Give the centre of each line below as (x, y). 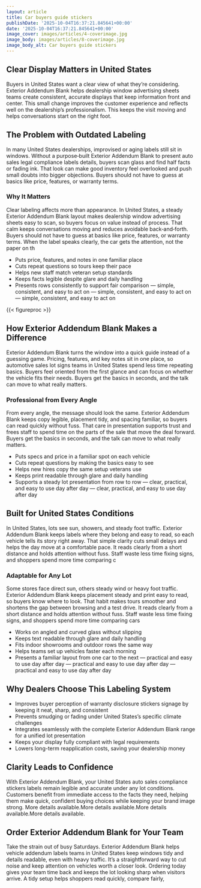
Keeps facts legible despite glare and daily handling (79, 279)
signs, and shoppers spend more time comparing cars (73, 621)
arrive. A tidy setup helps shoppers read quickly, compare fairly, (85, 879)
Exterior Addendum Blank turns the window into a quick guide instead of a (98, 352)
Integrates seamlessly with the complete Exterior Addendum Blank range (105, 729)
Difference (26, 338)
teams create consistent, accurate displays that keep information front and (98, 97)
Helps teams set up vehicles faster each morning (76, 651)
